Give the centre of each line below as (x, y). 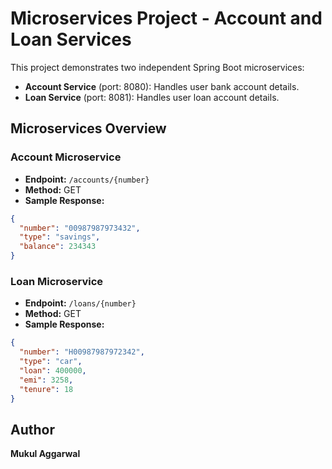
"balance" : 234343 (58, 247)
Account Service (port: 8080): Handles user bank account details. (162, 86)
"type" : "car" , (51, 362)
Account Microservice (66, 157)
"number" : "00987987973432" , (80, 228)
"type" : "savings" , (60, 237)
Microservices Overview (88, 128)
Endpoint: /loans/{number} (80, 303)
